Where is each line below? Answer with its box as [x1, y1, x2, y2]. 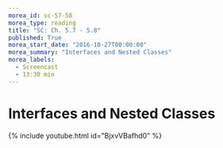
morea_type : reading [8, 19, 77, 27]
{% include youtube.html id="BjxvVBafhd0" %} [8, 131, 163, 140]
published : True [8, 33, 62, 42]
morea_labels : [8, 56, 56, 64]
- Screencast [15, 63, 59, 71]
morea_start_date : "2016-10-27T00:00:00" [8, 41, 148, 49]
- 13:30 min [15, 70, 56, 78]
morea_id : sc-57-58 [8, 11, 73, 20]
